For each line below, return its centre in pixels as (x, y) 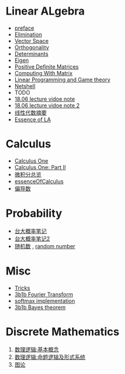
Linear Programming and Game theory (62, 80)
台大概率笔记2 (32, 239)
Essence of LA (32, 119)
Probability (34, 213)
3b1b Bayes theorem (40, 307)
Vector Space (32, 41)
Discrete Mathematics (62, 331)
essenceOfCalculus (39, 181)
